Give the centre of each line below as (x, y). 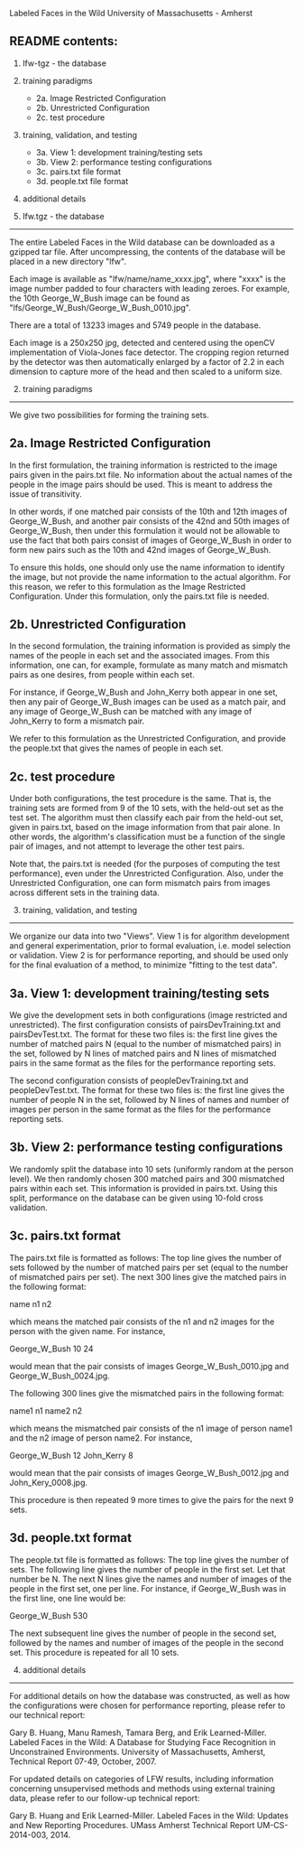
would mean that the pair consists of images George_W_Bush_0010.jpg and (149, 1366)
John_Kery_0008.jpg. (49, 1482)
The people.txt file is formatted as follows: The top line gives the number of (149, 1560)
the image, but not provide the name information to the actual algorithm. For (150, 576)
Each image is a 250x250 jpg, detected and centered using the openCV (142, 342)
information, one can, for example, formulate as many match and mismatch (149, 665)
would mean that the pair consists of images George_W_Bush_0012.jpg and (149, 1472)
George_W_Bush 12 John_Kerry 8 (71, 1455)
